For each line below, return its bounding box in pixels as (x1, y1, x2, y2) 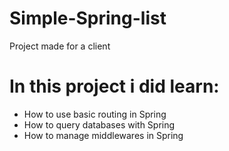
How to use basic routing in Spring (23, 108, 167, 120)
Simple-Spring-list (9, 7, 167, 30)
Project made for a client (9, 40, 111, 52)
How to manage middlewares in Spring (23, 129, 184, 141)
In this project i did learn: (9, 75, 220, 98)
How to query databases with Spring (23, 118, 176, 131)
